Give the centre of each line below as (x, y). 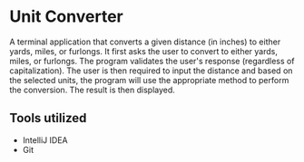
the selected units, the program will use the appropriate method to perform (149, 80)
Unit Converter (67, 17)
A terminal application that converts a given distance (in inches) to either (145, 42)
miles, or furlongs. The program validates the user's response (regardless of (152, 61)
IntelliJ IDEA (45, 140)
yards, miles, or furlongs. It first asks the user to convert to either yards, (144, 51)
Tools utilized (48, 118)
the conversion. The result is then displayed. (92, 90)
